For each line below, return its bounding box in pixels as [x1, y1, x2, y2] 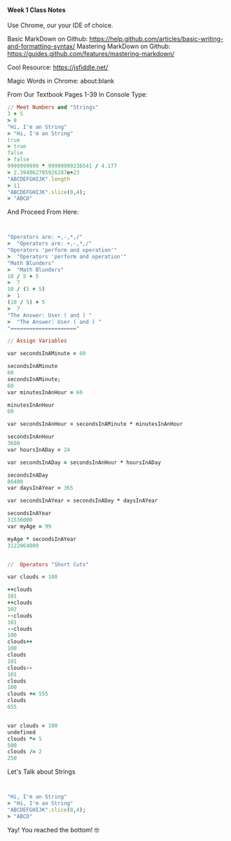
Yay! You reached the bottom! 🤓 [7, 826, 99, 834]
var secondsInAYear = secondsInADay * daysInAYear [7, 498, 158, 505]
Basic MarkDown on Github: [7, 35, 88, 43]
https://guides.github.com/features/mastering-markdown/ [7, 50, 175, 58]
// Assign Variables [7, 337, 68, 345]
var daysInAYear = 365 [7, 484, 73, 492]
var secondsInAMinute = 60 [7, 350, 86, 357]
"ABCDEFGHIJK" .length [7, 175, 71, 182]
